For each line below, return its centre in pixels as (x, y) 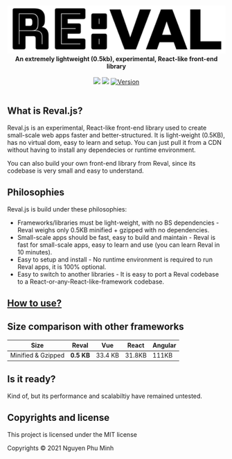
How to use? (35, 303)
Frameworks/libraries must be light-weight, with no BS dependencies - (118, 223)
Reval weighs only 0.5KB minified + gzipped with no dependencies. (113, 230)
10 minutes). (35, 252)
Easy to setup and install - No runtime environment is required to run (115, 259)
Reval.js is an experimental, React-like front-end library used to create (107, 128)
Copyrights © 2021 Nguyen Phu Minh (61, 448)
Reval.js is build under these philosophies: (67, 209)
